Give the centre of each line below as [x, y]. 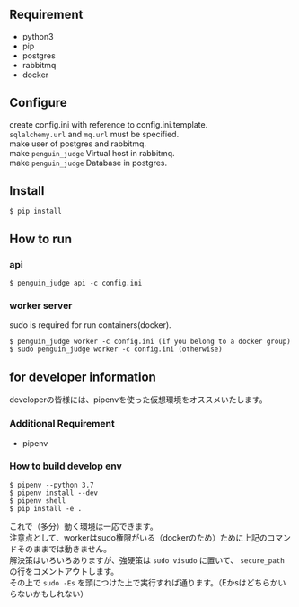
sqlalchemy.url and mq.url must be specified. [94, 134]
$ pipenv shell [38, 501]
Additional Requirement [62, 424]
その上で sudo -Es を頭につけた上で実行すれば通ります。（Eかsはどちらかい [148, 582]
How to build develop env [66, 466]
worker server [41, 306]
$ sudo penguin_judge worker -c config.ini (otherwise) [116, 349]
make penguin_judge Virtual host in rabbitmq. [92, 153]
